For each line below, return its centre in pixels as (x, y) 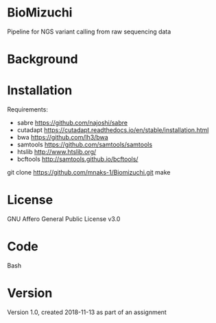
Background (43, 59)
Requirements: (27, 109)
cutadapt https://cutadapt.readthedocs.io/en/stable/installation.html (113, 130)
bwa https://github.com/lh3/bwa (62, 138)
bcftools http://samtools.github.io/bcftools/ (77, 159)
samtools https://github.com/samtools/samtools (85, 144)
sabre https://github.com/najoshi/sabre (72, 123)
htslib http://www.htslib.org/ (57, 152)
